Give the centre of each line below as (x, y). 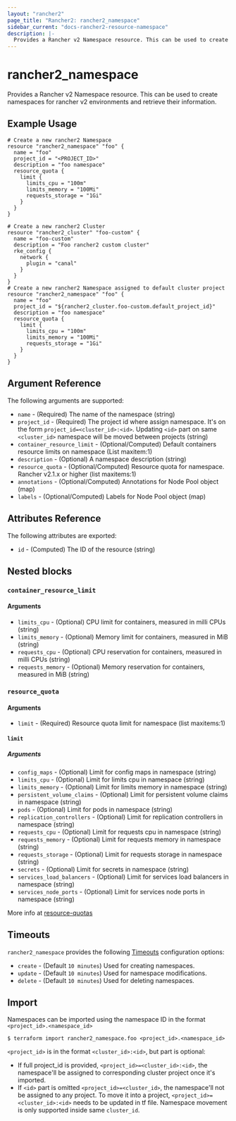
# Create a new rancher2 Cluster (56, 226)
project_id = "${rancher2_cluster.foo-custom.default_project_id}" (115, 306)
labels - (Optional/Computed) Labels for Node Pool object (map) (112, 496)
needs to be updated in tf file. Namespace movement (150, 1103)
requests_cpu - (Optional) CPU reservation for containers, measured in (119, 652)
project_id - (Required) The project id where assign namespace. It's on (122, 421)
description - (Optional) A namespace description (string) (102, 459)
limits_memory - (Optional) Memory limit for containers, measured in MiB (123, 637)
